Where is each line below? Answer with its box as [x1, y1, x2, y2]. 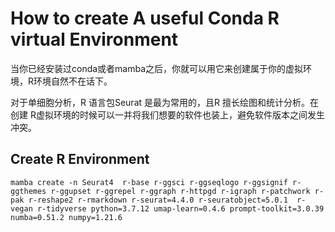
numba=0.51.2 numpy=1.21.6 [10, 212, 123, 222]
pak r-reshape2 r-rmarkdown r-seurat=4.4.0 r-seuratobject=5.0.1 [10, 195, 288, 205]
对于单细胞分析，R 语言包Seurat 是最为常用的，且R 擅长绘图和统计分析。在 [10, 96, 319, 108]
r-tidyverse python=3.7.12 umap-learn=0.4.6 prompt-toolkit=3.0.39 [36, 203, 325, 214]
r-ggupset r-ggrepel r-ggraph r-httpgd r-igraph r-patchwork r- [50, 186, 325, 196]
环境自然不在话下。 [33, 75, 113, 87]
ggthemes [10, 186, 47, 196]
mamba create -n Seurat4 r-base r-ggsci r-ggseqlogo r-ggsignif [10, 177, 288, 187]
